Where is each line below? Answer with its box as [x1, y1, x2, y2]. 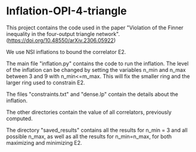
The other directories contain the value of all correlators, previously [6, 108, 172, 115]
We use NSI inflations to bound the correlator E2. [6, 48, 126, 55]
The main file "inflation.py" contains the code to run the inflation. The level [6, 60, 189, 67]
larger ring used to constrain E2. [6, 79, 85, 86]
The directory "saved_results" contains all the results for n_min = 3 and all [6, 126, 188, 133]
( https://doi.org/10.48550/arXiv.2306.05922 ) [6, 37, 116, 44]
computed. [6, 115, 33, 122]
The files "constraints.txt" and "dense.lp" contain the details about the [6, 90, 179, 98]
